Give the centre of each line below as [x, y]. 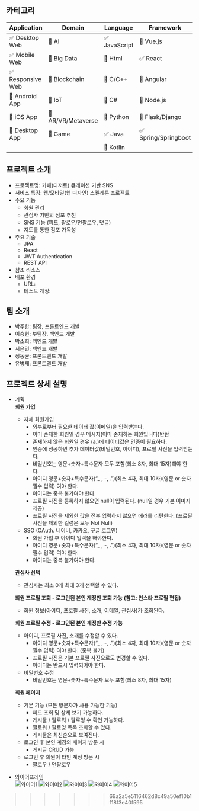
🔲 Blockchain [66, 79]
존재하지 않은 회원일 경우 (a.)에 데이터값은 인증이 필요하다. [100, 442]
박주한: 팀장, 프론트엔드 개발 [47, 326]
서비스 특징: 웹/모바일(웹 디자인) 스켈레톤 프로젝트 [72, 193]
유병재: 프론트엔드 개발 [41, 364]
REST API [35, 262]
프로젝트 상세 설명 [37, 384]
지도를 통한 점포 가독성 [50, 229]
